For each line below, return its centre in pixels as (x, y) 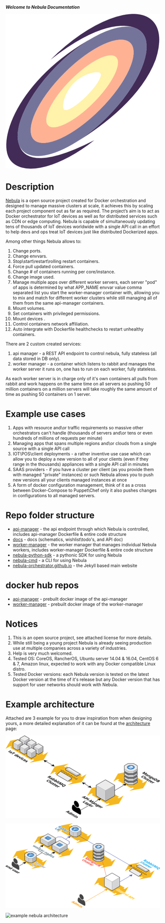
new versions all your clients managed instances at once (70, 480)
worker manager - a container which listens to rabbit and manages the (83, 364)
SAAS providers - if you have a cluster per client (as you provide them (83, 469)
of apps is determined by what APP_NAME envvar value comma (77, 287)
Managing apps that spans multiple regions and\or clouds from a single (84, 443)
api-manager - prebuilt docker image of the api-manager (70, 599)
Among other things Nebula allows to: (44, 241)
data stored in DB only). (36, 359)
